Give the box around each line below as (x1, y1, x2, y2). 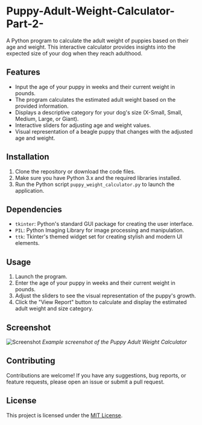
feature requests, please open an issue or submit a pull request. (6, 378, 165, 385)
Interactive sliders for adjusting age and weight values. (14, 122, 151, 129)
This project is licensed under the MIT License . (6, 411, 123, 419)
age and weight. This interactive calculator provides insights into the (6, 43, 176, 51)
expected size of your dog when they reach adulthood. (6, 49, 143, 57)
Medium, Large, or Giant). (14, 115, 79, 122)
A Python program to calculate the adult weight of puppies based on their (6, 37, 189, 44)
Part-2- (6, 17, 44, 31)
